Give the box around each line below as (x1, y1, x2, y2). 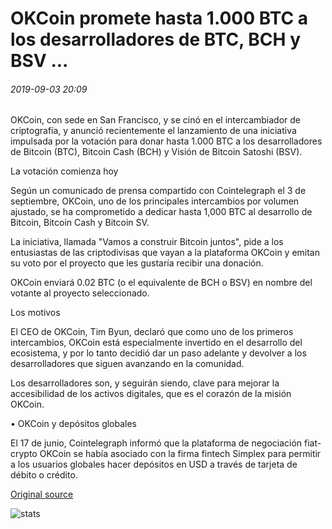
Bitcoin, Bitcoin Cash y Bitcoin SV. (10, 217, 150, 229)
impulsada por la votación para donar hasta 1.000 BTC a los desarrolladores (10, 135, 323, 147)
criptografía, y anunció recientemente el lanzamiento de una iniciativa (10, 125, 297, 137)
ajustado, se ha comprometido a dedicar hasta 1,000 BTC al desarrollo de (10, 206, 313, 218)
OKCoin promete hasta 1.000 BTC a (10, 7, 309, 30)
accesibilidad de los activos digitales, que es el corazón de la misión (10, 388, 292, 400)
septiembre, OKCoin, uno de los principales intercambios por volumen (10, 195, 300, 207)
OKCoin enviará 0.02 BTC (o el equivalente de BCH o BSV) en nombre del (10, 277, 313, 289)
